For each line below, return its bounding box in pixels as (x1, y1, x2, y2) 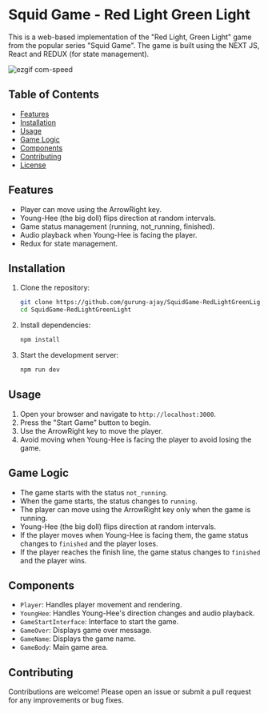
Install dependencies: (19, 320, 91, 330)
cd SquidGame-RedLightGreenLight (19, 306, 132, 314)
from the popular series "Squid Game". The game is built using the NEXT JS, (8, 40, 260, 50)
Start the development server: (19, 350, 119, 359)
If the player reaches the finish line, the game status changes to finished (19, 547, 261, 557)
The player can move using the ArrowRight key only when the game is (19, 504, 251, 514)
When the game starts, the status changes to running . (19, 496, 198, 506)
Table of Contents (8, 88, 100, 102)
